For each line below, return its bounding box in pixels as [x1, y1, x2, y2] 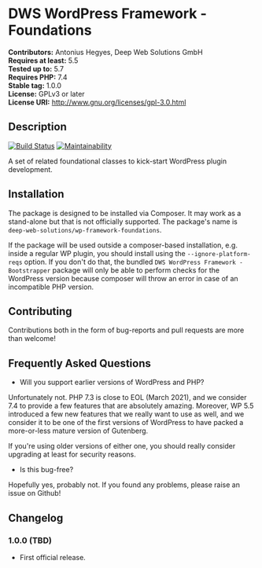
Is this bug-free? [19, 465, 74, 475]
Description [8, 120, 67, 134]
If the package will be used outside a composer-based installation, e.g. [8, 240, 238, 250]
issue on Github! [8, 489, 61, 498]
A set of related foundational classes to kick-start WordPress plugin [8, 156, 227, 166]
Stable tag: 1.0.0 [8, 80, 61, 90]
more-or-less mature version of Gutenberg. [8, 426, 149, 436]
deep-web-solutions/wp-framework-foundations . [8, 225, 162, 234]
